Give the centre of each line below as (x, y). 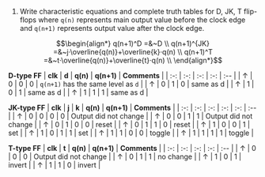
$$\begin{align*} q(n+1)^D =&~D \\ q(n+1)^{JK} (133, 43)
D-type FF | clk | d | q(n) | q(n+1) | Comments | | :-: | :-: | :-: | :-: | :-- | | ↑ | (131, 75)
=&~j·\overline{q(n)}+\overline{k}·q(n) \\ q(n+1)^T (133, 52)
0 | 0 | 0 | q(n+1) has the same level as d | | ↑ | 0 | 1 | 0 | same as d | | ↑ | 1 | (131, 84)
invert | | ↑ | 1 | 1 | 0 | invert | (55, 165)
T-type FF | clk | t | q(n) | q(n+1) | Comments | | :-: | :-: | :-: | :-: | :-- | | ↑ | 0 (132, 148)
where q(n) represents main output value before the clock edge (142, 20)
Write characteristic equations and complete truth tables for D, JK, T (131, 11)
